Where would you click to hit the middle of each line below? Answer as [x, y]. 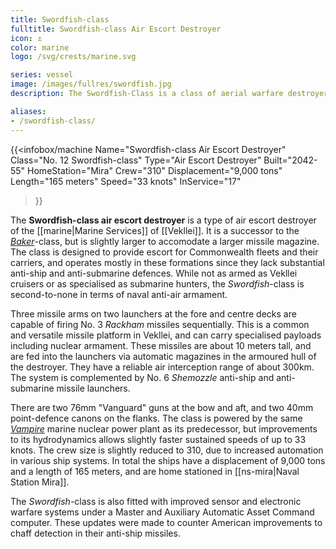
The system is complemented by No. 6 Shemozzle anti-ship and [142, 377]
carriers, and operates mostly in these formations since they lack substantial [167, 262]
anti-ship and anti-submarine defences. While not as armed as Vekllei [154, 273]
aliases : [28, 111]
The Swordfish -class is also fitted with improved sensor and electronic [156, 501]
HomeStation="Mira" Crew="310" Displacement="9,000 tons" [155, 170]
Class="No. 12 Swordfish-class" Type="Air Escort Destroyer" [136, 160]
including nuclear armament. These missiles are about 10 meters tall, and [161, 345]
